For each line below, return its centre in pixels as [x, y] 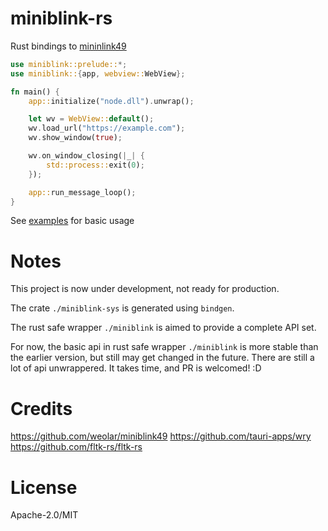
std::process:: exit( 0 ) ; [95, 165]
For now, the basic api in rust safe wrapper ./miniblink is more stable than [164, 347]
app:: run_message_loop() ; [82, 192]
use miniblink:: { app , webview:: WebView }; [98, 73]
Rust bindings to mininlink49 [68, 46]
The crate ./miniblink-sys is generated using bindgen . [122, 308]
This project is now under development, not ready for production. [145, 289]
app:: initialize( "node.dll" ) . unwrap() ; [111, 101]
